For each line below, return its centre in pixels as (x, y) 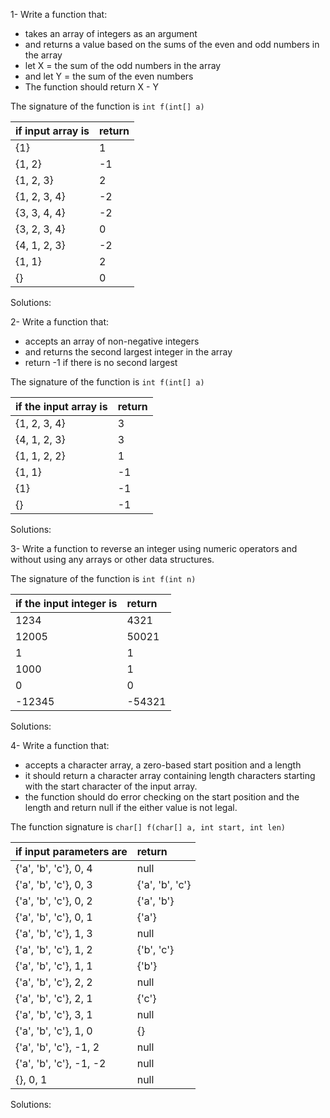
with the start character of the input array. (111, 786)
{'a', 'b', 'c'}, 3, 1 (54, 1014)
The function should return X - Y (91, 87)
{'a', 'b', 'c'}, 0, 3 (54, 884)
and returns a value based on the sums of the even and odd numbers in (172, 44)
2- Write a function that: (60, 322)
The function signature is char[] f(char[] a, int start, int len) (148, 827)
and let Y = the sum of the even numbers (109, 76)
